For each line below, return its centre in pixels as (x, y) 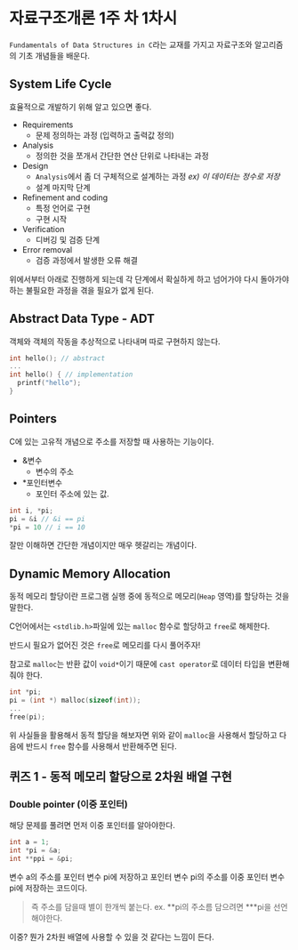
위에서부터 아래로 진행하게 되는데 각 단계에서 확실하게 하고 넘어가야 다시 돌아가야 (149, 279)
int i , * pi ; (31, 511)
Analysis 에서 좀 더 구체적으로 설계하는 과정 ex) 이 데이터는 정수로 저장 (157, 176)
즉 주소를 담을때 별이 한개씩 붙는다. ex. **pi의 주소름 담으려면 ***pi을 (151, 907)
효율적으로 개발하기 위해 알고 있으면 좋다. (81, 107)
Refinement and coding (65, 197)
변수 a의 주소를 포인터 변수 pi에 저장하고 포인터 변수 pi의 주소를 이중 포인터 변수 (147, 877)
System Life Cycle (60, 84)
